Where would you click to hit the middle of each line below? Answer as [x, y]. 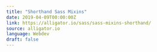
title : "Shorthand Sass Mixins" [46, 12]
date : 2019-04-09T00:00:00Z [41, 17]
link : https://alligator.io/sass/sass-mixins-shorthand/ [79, 23]
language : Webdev [28, 34]
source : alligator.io [33, 28]
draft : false [22, 39]
